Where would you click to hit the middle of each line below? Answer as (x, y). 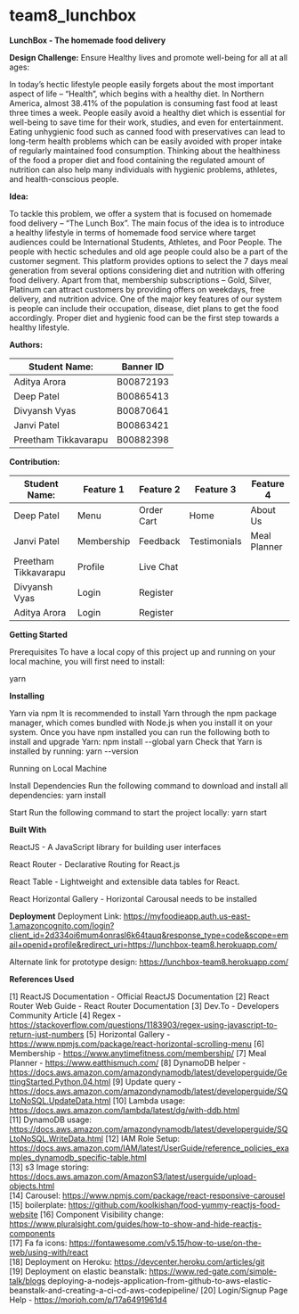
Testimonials (215, 541)
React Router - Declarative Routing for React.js (95, 864)
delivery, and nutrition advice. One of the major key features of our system (145, 299)
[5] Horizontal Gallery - (128, 1034)
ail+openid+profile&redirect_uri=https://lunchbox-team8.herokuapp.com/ (143, 944)
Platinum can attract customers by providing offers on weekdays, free (137, 289)
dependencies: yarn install (58, 795)
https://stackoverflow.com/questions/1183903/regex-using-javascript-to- (143, 1025)
